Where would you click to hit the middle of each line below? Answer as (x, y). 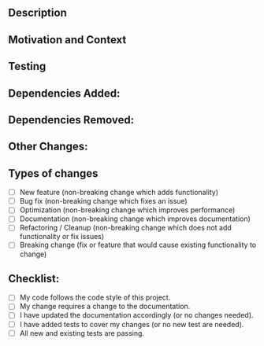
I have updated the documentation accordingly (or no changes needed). (136, 315)
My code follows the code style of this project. (95, 297)
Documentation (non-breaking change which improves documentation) (135, 219)
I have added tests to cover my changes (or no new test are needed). (132, 324)
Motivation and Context (67, 40)
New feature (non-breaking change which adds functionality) (119, 193)
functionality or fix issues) (62, 237)
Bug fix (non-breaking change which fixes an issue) (103, 201)
